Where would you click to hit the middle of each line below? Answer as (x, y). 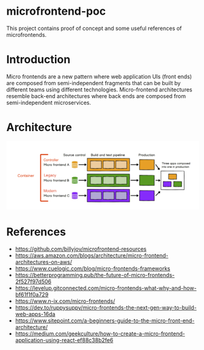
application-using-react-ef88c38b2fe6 (64, 340)
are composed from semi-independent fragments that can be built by (94, 83)
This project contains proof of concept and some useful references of (94, 28)
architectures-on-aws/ (43, 262)
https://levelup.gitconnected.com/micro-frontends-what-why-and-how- (106, 288)
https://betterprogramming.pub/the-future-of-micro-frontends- (95, 275)
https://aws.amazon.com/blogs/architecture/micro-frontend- (92, 255)
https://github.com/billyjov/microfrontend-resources (81, 249)
